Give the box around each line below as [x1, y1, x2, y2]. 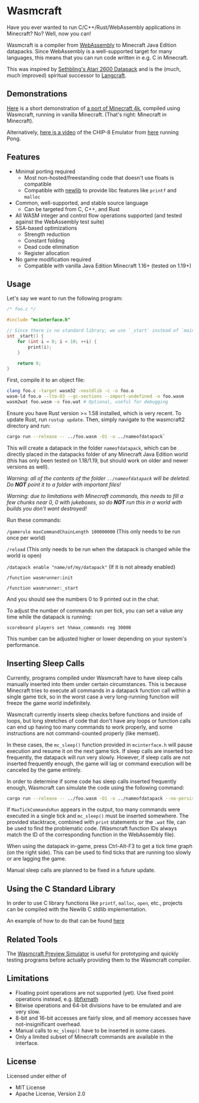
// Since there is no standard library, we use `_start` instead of [6, 328, 179, 334]
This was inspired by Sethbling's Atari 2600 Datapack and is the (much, [6, 65, 181, 72]
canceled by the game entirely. [6, 766, 82, 773]
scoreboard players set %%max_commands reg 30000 [6, 625, 132, 630]
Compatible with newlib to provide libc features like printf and [24, 186, 177, 193]
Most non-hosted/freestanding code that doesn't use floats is [24, 174, 174, 181]
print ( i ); [28, 344, 52, 350]
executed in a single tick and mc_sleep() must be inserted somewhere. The [6, 812, 189, 820]
